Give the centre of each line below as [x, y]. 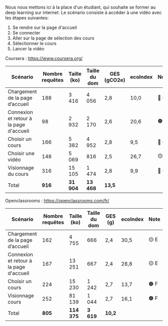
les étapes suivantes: [27, 18]
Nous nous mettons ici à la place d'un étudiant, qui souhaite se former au [80, 7]
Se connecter [26, 33]
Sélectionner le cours [34, 43]
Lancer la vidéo [28, 49]
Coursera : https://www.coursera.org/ [44, 58]
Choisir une [21, 153]
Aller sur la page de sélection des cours [53, 38]
